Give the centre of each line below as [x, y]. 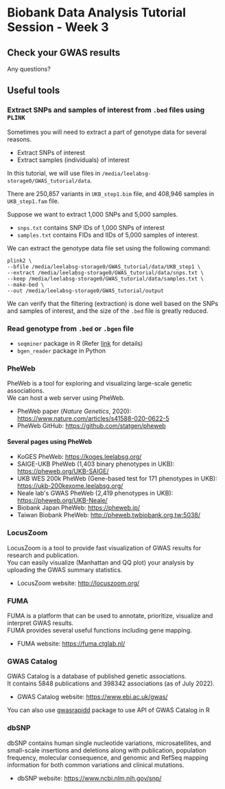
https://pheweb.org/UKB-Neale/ [62, 501]
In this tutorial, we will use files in [54, 173]
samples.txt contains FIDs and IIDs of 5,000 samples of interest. [108, 235]
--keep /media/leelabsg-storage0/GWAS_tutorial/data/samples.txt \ [106, 279]
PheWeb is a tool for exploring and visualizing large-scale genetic [99, 384]
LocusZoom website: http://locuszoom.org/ [78, 583]
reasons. [20, 139]
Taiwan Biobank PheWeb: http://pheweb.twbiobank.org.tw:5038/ [109, 515]
